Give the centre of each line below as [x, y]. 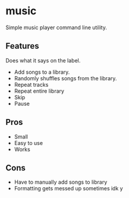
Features [22, 46]
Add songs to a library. [42, 72]
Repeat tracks [31, 84]
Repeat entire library [39, 91]
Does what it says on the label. [43, 60]
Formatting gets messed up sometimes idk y [68, 188]
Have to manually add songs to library [61, 182]
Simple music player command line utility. [56, 27]
